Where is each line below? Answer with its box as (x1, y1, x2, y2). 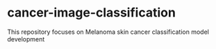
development (7, 35, 45, 43)
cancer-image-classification (7, 5, 176, 21)
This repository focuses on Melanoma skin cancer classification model (7, 28, 210, 36)
